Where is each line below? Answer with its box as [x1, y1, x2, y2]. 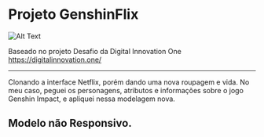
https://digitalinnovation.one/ [8, 55, 102, 64]
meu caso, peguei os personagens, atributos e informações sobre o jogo [8, 85, 244, 95]
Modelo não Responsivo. [8, 117, 132, 130]
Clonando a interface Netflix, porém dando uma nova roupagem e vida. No [8, 77, 250, 87]
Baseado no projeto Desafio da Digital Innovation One [8, 46, 182, 56]
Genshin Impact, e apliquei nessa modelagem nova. [8, 94, 175, 103]
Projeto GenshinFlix [8, 5, 139, 23]
